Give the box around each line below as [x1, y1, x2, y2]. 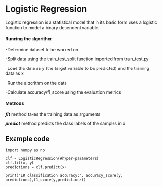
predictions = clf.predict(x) [5, 165, 67, 170]
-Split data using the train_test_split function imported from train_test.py [5, 56, 149, 62]
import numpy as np [5, 148, 45, 153]
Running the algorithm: [5, 35, 53, 42]
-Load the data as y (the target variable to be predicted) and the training [5, 66, 149, 71]
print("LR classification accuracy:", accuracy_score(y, [5, 173, 123, 178]
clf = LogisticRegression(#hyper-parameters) [5, 156, 99, 161]
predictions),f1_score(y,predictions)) [5, 177, 86, 183]
